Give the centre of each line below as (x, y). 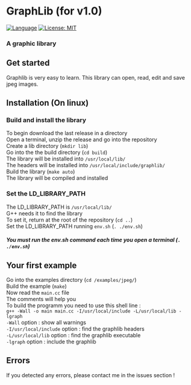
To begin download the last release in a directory (67, 133)
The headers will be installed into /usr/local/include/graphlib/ (86, 165)
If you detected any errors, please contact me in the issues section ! (91, 375)
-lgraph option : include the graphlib (51, 342)
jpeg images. (22, 84)
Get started (28, 63)
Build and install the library (46, 120)
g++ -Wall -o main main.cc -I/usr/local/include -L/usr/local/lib (91, 311)
